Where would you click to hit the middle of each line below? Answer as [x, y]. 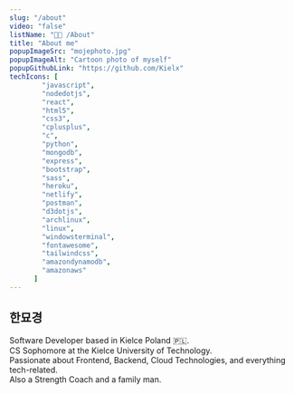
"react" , [58, 102]
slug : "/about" [38, 18]
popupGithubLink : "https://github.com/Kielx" [96, 69]
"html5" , [58, 111]
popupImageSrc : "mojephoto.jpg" [70, 52]
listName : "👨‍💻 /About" [52, 34]
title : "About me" [44, 43]
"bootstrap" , [66, 169]
